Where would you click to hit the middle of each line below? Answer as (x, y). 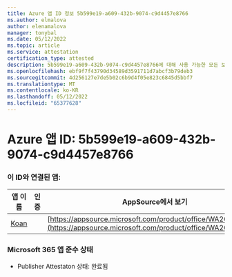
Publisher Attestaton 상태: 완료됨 (62, 266)
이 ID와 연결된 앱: (34, 177)
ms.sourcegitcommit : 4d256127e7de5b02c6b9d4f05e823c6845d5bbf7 (100, 78)
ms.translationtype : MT (41, 84)
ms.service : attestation (43, 52)
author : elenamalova (37, 26)
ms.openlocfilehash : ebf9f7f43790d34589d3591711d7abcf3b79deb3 (100, 71)
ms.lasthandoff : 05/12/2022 (48, 97)
